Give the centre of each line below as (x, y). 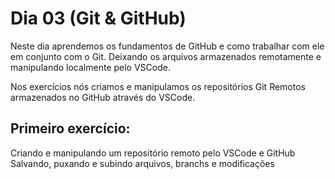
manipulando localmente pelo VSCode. (90, 67)
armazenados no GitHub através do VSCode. (103, 97)
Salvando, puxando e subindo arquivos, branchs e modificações (142, 163)
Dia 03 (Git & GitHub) (98, 18)
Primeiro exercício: (70, 128)
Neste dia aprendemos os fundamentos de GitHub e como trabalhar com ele (167, 46)
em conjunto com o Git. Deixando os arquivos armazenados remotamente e (166, 56)
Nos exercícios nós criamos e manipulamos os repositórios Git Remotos (158, 86)
